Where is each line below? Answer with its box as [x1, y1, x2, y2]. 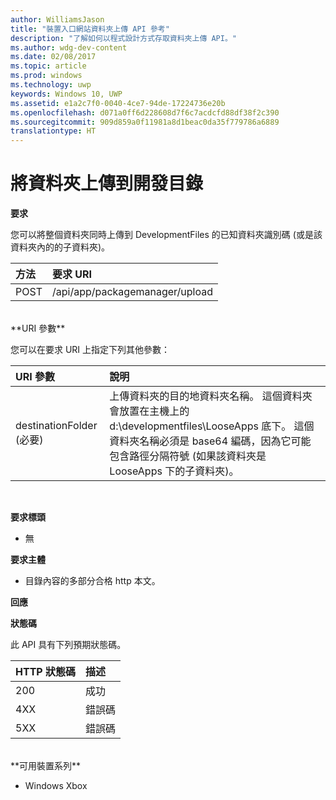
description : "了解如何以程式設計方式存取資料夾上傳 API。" [10, 33, 237, 43]
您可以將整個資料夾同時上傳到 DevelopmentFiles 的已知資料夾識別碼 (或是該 [10, 229, 323, 241]
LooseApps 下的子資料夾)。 [109, 464, 240, 478]
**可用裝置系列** [10, 760, 82, 772]
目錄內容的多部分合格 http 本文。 [24, 575, 161, 587]
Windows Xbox [24, 780, 88, 792]
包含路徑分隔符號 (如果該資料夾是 [109, 449, 267, 463]
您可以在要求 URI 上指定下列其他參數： [10, 344, 171, 356]
